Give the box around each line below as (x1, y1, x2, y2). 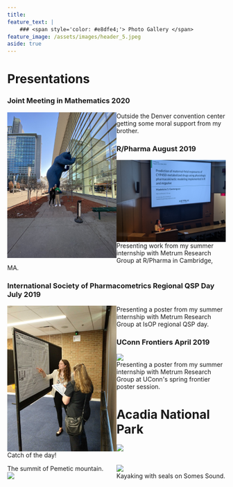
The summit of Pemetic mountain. (7, 465, 104, 473)
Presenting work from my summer (116, 241, 214, 250)
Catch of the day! (7, 451, 57, 459)
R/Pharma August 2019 (116, 144, 196, 153)
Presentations (7, 71, 90, 87)
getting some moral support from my (116, 119, 222, 128)
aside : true (7, 40, 42, 48)
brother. (116, 126, 139, 135)
